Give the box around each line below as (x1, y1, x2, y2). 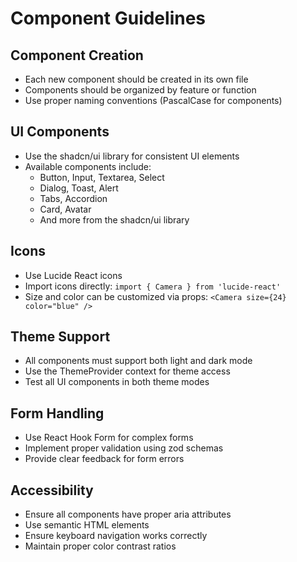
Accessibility (10, 482, 94, 499)
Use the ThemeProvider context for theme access (24, 365, 231, 377)
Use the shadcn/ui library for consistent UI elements (24, 150, 240, 162)
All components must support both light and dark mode (24, 355, 253, 367)
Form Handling (10, 405, 105, 422)
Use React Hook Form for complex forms (24, 432, 194, 444)
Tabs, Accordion (39, 192, 108, 204)
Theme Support (10, 328, 111, 346)
